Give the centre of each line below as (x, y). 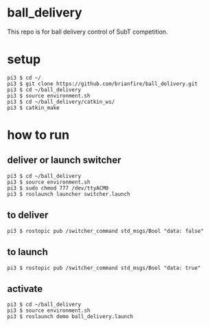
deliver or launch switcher (64, 160)
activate (25, 289)
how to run (38, 135)
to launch (27, 252)
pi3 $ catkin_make (33, 108)
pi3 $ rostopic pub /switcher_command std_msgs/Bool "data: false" (106, 231)
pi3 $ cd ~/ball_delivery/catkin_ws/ (61, 102)
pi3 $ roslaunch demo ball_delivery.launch (70, 317)
